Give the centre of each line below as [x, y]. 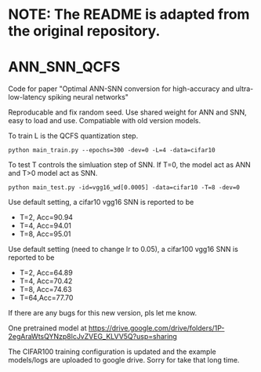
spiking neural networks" [89, 97]
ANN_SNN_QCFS [64, 67]
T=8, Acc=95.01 [45, 234]
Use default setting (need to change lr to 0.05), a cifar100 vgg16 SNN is [123, 250]
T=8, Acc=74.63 [45, 290]
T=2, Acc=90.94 [46, 217]
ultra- [245, 89]
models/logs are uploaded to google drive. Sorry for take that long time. [124, 360]
